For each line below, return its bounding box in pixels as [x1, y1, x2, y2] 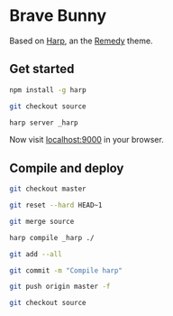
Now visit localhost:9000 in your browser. [9, 135, 164, 145]
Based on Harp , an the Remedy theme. [9, 35, 153, 46]
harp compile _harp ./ [9, 233, 95, 242]
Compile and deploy [9, 160, 124, 176]
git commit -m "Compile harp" [9, 265, 123, 275]
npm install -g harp [9, 85, 87, 95]
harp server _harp [9, 118, 78, 127]
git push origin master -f [9, 282, 111, 292]
